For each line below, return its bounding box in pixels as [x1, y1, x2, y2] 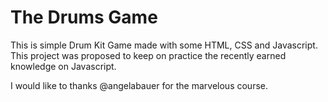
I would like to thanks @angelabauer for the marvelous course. [10, 79, 268, 91]
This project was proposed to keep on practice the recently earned [10, 49, 287, 61]
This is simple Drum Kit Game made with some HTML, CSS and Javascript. [10, 39, 318, 51]
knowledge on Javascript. [10, 60, 117, 72]
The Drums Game [10, 6, 158, 29]
